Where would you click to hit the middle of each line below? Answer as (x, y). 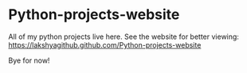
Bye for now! (29, 60)
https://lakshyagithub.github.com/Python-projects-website (105, 44)
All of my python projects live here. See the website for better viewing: (123, 36)
